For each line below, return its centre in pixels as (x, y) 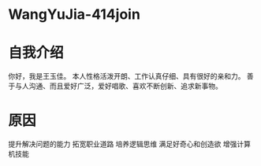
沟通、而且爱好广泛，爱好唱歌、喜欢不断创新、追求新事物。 (125, 86)
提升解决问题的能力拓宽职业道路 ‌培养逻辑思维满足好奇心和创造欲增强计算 (129, 144)
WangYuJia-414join (74, 15)
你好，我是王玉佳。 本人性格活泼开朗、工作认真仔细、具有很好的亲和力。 (127, 76)
